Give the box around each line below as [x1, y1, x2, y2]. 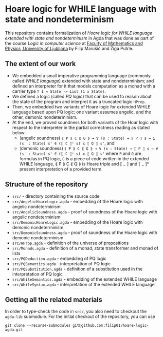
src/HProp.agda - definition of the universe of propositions [12, 240, 129, 246]
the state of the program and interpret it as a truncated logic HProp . [12, 99, 146, 105]
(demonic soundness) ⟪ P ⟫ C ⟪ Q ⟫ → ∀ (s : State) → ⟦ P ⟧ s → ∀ [19, 145, 158, 151]
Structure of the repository [5, 180, 89, 189]
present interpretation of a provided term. [19, 166, 103, 172]
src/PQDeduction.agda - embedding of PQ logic [12, 255, 107, 261]
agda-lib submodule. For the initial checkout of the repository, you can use [5, 314, 156, 319]
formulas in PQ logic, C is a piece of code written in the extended [19, 155, 149, 162]
